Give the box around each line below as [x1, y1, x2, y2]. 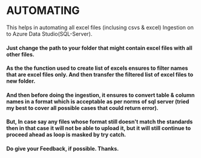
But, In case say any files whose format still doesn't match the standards [6, 118, 193, 125]
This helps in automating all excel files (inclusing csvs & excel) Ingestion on [6, 24, 194, 31]
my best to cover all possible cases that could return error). [6, 104, 159, 111]
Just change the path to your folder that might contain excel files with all [6, 44, 193, 52]
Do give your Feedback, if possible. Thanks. [6, 145, 119, 152]
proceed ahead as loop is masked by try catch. [6, 131, 127, 139]
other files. [6, 50, 35, 58]
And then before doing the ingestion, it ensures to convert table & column [6, 91, 195, 98]
